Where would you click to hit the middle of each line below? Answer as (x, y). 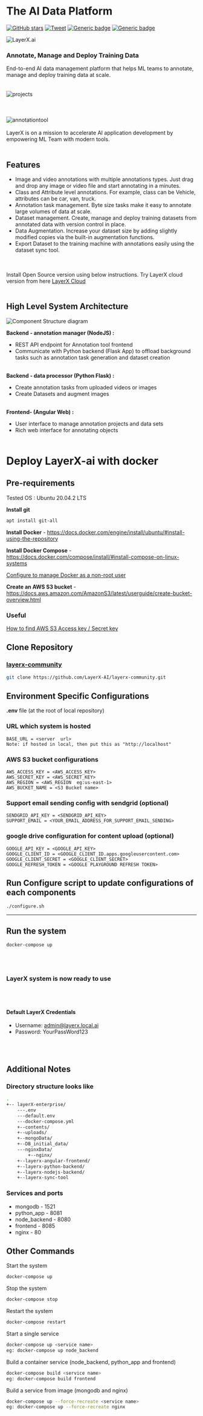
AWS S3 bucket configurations (52, 759)
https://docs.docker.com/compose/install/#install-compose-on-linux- (93, 557)
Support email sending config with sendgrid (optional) (88, 803)
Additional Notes (39, 1069)
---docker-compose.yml (46, 1121)
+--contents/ (34, 1127)
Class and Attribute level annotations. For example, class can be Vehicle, (105, 193)
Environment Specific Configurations (78, 696)
